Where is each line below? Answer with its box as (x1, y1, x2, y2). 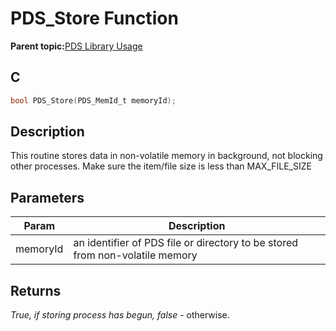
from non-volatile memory (73, 248, 198, 262)
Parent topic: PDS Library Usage (10, 40, 143, 52)
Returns (10, 282, 62, 299)
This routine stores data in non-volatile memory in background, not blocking (10, 150, 323, 162)
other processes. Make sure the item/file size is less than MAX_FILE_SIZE (10, 160, 312, 172)
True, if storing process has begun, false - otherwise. (10, 309, 230, 321)
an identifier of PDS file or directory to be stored (73, 236, 299, 250)
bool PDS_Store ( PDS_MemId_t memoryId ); (10, 95, 177, 106)
